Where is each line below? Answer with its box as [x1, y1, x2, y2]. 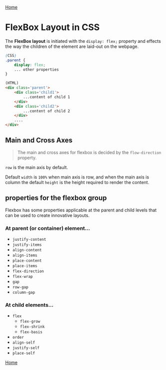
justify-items [12, 242, 42, 247]
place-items [12, 263, 37, 268]
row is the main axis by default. [5, 164, 68, 170]
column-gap [12, 290, 35, 295]
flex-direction [12, 269, 44, 274]
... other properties [14, 67, 59, 72]
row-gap [12, 284, 28, 290]
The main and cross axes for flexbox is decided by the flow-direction [17, 149, 162, 155]
